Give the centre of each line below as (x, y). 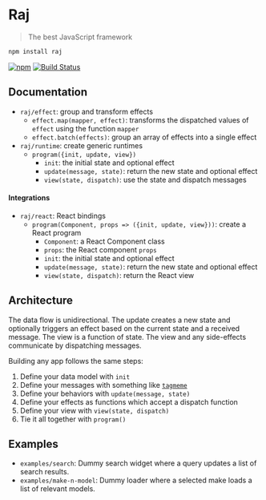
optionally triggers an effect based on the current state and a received (124, 328)
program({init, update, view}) (84, 155)
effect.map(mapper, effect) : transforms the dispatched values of (140, 120)
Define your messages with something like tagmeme (103, 385)
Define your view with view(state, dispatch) (95, 410)
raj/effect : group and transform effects (87, 111)
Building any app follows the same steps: (76, 361)
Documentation (48, 93)
